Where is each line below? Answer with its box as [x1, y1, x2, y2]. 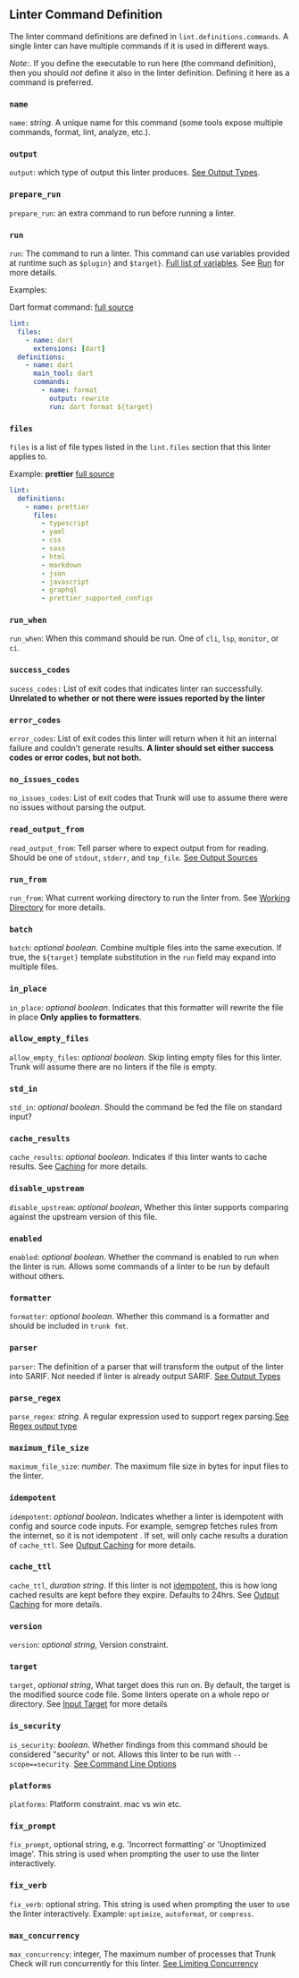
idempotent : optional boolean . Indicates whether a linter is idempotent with [9, 1511, 284, 1522]
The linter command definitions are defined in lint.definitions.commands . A [9, 30, 289, 41]
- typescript [41, 519, 90, 528]
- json [41, 568, 66, 578]
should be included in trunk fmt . [9, 1320, 129, 1332]
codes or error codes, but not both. [9, 752, 142, 763]
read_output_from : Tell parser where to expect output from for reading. [9, 842, 270, 853]
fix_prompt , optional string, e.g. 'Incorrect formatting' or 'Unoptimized [9, 1839, 267, 1850]
